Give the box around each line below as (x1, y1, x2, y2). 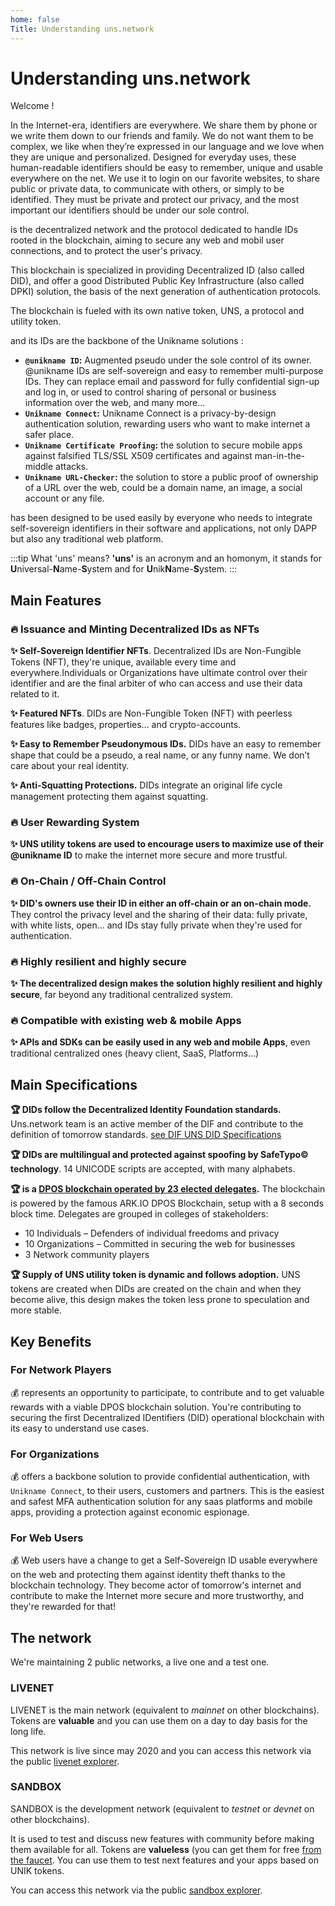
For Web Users (10, 1531, 84, 1545)
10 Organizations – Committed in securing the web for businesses (24, 1238, 296, 1250)
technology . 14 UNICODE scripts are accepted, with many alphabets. (10, 1163, 296, 1175)
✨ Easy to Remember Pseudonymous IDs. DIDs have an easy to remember (10, 738, 322, 750)
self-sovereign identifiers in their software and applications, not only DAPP (10, 522, 318, 535)
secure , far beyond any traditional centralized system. (10, 989, 233, 1001)
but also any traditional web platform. (10, 533, 164, 545)
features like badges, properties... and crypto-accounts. (10, 719, 242, 731)
